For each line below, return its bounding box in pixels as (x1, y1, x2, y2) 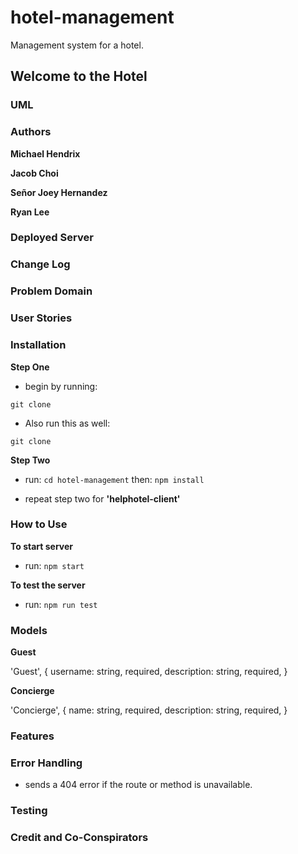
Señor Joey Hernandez (10, 186, 108, 198)
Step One (10, 361, 50, 373)
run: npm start (24, 559, 85, 571)
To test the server (10, 579, 86, 591)
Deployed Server (10, 231, 94, 245)
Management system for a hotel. (10, 39, 144, 51)
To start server (10, 540, 74, 552)
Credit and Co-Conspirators (10, 831, 149, 845)
